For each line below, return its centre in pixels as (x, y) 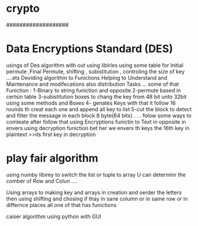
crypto (23, 9)
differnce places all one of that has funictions (61, 205)
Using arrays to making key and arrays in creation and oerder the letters (94, 192)
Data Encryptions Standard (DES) (90, 49)
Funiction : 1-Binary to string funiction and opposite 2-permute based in (93, 90)
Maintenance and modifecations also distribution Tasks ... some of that (92, 84)
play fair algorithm (52, 158)
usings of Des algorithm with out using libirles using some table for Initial (95, 65)
